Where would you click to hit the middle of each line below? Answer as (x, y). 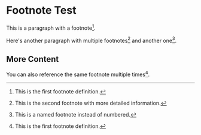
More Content (33, 59)
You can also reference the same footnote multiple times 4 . (78, 74)
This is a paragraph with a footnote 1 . (51, 27)
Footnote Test (41, 10)
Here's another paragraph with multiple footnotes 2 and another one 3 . (92, 40)
